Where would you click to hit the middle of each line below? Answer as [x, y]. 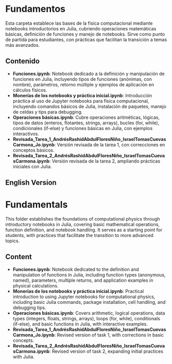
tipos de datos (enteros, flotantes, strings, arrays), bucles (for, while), [86, 123]
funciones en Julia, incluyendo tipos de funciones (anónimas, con [82, 79]
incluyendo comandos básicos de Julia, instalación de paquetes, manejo [90, 106]
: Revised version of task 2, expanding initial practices [106, 351]
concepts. [23, 340]
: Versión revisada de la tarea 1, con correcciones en [110, 144]
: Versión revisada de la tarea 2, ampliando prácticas [105, 161]
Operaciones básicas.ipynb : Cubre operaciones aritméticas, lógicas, [86, 117]
